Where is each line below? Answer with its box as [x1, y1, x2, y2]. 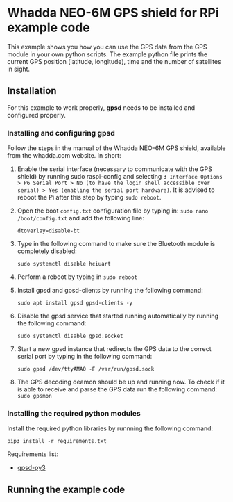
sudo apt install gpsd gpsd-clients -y [17, 300, 133, 307]
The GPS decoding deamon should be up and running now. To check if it [17, 378, 225, 387]
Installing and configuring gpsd [7, 128, 116, 138]
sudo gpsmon [17, 393, 52, 400]
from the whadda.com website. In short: [7, 152, 121, 160]
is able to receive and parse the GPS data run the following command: [17, 385, 217, 394]
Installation [7, 85, 57, 97]
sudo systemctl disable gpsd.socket [17, 332, 123, 340]
